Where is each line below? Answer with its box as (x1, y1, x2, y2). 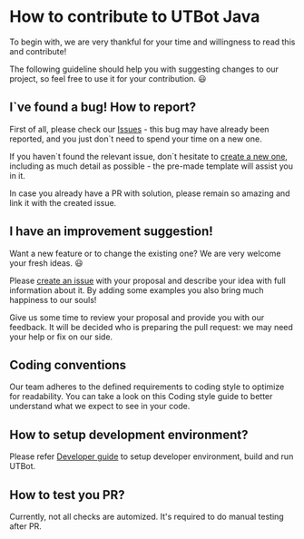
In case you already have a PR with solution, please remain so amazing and (9, 188, 290, 199)
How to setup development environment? (9, 426, 249, 442)
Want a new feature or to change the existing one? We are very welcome (9, 248, 281, 259)
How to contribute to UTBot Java (9, 6, 260, 27)
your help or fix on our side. (9, 331, 113, 342)
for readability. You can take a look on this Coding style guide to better (9, 391, 273, 402)
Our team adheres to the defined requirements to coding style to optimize (9, 381, 285, 392)
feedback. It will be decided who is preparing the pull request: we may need (9, 321, 293, 332)
